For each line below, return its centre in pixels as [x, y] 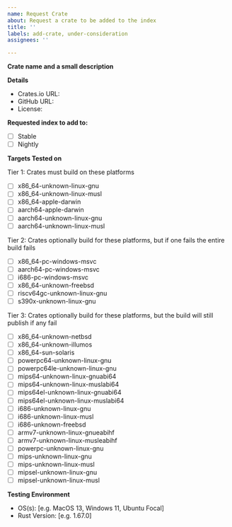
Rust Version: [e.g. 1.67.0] [54, 516]
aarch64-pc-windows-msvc [59, 269]
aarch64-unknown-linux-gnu [60, 218]
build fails [22, 248]
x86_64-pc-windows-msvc [57, 261]
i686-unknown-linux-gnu [54, 408]
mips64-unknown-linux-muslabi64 [68, 384]
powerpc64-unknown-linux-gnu [64, 361]
